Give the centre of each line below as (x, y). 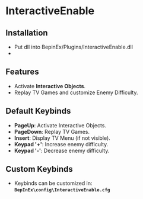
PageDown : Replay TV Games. (52, 131)
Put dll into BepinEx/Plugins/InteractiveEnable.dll (73, 47)
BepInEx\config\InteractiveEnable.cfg (62, 190)
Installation (27, 33)
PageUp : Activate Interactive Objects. (60, 125)
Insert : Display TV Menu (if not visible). (62, 138)
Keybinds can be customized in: (53, 183)
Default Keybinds (38, 111)
